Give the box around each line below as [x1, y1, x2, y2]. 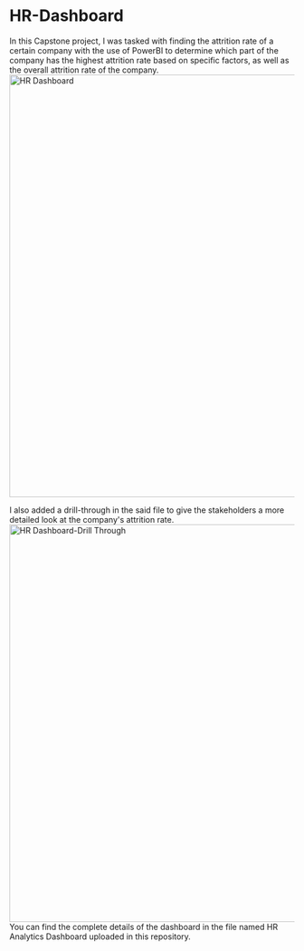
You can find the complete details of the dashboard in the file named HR [9, 921, 279, 932]
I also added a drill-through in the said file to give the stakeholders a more [9, 505, 285, 515]
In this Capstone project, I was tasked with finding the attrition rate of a [9, 35, 274, 46]
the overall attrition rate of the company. [9, 64, 159, 75]
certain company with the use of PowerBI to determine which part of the [9, 44, 279, 55]
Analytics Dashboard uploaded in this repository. [9, 931, 192, 942]
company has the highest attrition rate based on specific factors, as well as [9, 54, 290, 65]
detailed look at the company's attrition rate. [9, 514, 175, 525]
